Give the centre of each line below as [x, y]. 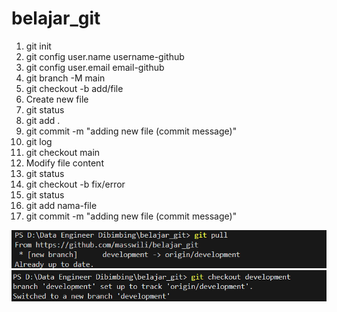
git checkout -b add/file [74, 88]
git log [39, 141]
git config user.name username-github [105, 56]
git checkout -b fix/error [75, 184]
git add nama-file [61, 205]
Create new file [57, 99]
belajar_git [56, 18]
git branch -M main [65, 78]
